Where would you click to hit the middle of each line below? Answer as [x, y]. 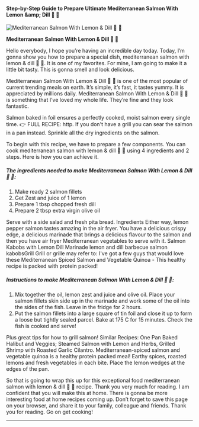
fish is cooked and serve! [45, 326]
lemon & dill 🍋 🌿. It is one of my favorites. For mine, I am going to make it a [97, 63]
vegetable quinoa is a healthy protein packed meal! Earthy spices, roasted [96, 357]
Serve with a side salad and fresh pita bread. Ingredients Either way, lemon [97, 222]
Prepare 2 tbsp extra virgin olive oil [57, 211]
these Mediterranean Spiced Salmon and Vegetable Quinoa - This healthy [96, 260]
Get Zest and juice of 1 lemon [50, 198]
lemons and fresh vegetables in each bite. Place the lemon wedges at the [96, 363]
